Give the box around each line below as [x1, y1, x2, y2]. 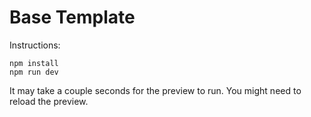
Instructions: [9, 39, 61, 51]
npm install [9, 58, 59, 68]
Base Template [9, 6, 136, 29]
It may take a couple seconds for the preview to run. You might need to [9, 84, 302, 96]
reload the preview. [9, 95, 89, 107]
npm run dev [9, 67, 59, 77]
